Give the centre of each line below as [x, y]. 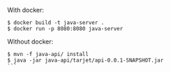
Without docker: [30, 42]
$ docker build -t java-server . [56, 23]
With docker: [25, 10]
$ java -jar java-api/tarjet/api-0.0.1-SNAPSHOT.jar [85, 60]
